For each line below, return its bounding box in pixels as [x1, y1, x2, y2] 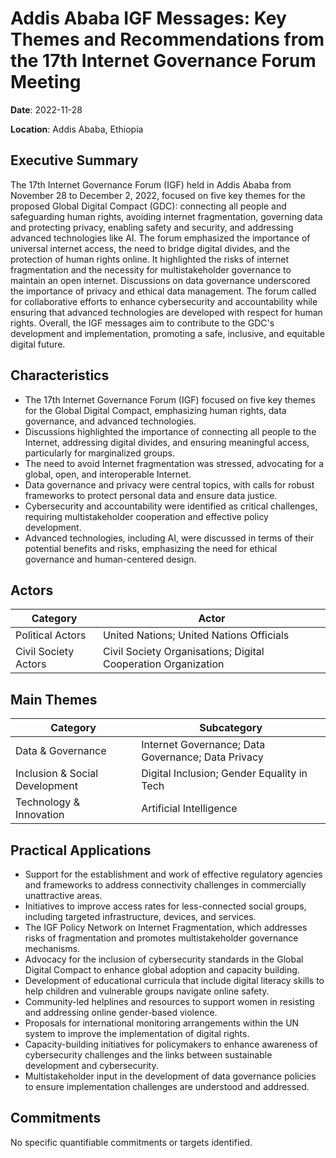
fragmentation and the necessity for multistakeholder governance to [10, 263, 292, 276]
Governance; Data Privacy [141, 750, 264, 764]
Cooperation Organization [102, 657, 225, 671]
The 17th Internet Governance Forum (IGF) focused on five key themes [24, 393, 316, 406]
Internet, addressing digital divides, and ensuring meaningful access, [24, 436, 310, 448]
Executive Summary [10, 152, 139, 169]
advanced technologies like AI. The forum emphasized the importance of [10, 232, 311, 244]
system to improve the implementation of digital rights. [24, 1028, 250, 1039]
